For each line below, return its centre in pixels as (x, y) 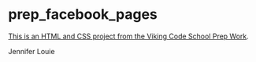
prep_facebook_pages (83, 15)
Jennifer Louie (32, 51)
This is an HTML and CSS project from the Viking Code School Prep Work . (129, 36)
